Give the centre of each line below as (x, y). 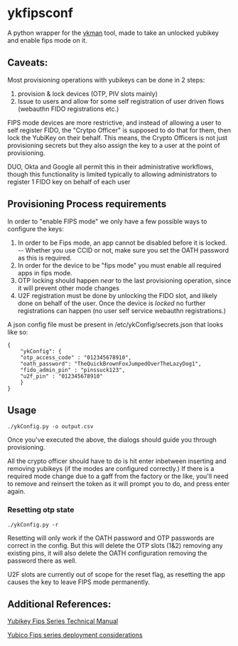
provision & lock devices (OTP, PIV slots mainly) (87, 93)
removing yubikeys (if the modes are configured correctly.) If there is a (111, 469)
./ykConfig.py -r (33, 524)
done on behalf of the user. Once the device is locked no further (112, 303)
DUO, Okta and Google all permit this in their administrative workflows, (111, 166)
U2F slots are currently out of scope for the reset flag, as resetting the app (117, 574)
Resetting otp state (41, 510)
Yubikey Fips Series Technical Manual (63, 621)
